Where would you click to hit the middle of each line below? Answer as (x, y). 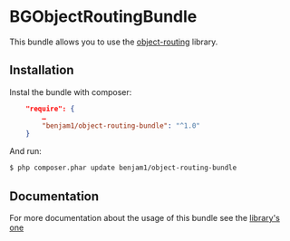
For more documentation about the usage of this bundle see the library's (145, 217)
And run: (26, 151)
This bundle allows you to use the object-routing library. (114, 42)
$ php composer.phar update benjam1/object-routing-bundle (123, 168)
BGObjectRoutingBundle (103, 17)
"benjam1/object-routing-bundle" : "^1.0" (121, 125)
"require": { (50, 109)
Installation (42, 70)
